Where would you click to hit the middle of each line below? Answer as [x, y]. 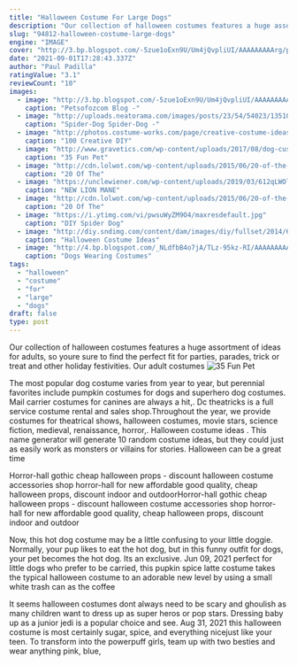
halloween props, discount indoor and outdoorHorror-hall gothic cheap [138, 494]
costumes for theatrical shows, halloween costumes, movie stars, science [144, 421]
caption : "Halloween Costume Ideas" [93, 240]
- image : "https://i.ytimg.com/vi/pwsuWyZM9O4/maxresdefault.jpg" [142, 215]
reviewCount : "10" [43, 83]
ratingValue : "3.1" [45, 75]
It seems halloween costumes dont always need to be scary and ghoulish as [148, 604]
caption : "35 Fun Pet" [67, 157]
